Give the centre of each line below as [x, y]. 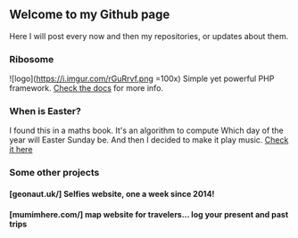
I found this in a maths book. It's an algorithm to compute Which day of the [146, 131]
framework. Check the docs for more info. [86, 88]
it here [21, 150]
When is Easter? [46, 111]
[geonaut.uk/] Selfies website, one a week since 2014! [112, 193]
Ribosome [32, 59]
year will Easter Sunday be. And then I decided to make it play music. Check [149, 140]
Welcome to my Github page [90, 15]
